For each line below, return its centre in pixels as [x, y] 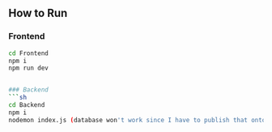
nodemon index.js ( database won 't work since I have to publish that [128, 120]
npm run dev [28, 68]
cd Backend [27, 105]
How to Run [38, 13]
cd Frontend [28, 53]
